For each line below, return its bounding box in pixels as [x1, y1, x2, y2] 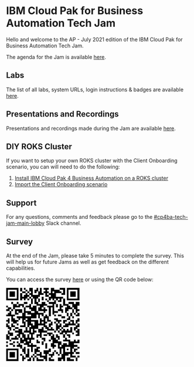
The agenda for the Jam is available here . [6, 53, 107, 60]
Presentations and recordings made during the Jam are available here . [6, 125, 176, 132]
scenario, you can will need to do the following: [6, 163, 120, 170]
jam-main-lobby [6, 219, 45, 227]
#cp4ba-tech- [154, 214, 189, 221]
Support [6, 198, 37, 208]
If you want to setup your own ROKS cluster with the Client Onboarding [6, 157, 178, 164]
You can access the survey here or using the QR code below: [6, 276, 154, 283]
